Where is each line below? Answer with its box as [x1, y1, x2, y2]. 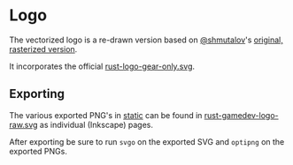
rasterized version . [9, 43, 78, 54]
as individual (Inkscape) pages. [39, 119, 153, 130]
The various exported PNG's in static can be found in [9, 109, 203, 120]
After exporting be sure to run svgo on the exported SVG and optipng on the [9, 136, 285, 146]
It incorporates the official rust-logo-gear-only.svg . [9, 61, 196, 71]
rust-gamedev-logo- [204, 109, 279, 120]
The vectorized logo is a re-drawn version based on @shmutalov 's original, [9, 34, 283, 45]
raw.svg [9, 119, 38, 130]
